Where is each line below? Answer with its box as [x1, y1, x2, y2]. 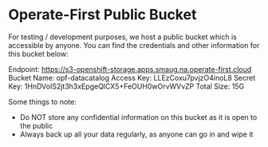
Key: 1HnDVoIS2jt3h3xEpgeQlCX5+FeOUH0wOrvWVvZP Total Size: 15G [8, 81, 245, 91]
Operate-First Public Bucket [8, 6, 197, 24]
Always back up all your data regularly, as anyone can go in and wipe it [19, 129, 254, 139]
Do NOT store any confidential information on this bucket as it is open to [19, 112, 258, 121]
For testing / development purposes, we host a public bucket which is [8, 32, 237, 42]
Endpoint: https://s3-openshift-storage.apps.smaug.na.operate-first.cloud [8, 64, 252, 73]
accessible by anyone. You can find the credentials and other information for [8, 40, 260, 50]
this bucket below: [8, 49, 69, 58]
